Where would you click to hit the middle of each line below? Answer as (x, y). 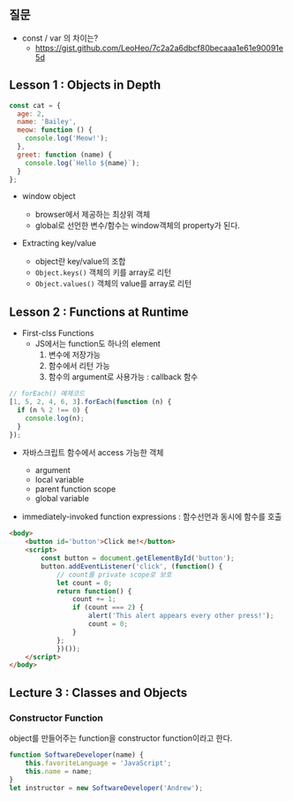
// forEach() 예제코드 (47, 394)
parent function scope (75, 489)
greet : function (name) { (65, 155)
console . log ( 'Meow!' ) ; (67, 139)
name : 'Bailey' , (47, 122)
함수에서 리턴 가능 (79, 366)
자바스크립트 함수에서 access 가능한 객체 (93, 453)
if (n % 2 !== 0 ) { (53, 410)
